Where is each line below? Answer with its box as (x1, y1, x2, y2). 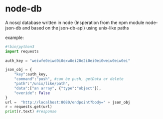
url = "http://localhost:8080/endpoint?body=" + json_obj (5, 99, 131, 105)
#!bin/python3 (5, 44, 35, 49)
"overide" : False (14, 90, 50, 95)
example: (5, 34, 24, 40)
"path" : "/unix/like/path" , (14, 81, 70, 86)
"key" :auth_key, (14, 72, 48, 77)
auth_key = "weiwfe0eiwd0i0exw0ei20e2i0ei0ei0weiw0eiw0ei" (5, 58, 131, 63)
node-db (5, 3, 42, 14)
